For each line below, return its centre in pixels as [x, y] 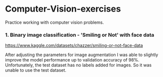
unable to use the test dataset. [36, 70]
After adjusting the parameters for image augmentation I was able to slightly [81, 55]
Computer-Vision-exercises [63, 9]
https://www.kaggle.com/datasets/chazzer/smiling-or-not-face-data [74, 46]
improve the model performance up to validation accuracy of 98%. [72, 60]
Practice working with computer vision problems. [55, 22]
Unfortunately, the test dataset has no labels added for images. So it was [78, 65]
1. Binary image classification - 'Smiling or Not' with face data [80, 35]
